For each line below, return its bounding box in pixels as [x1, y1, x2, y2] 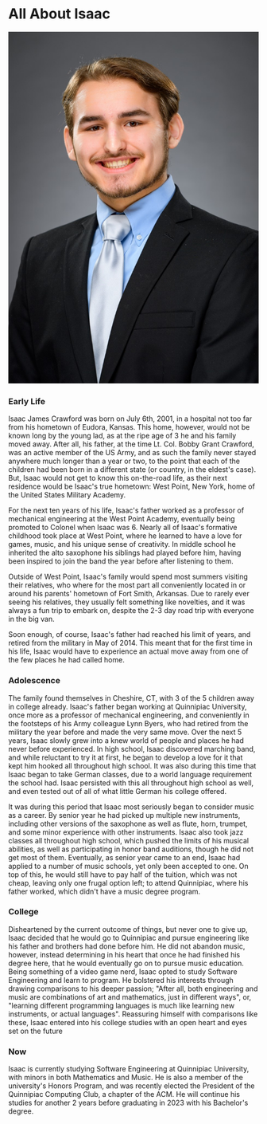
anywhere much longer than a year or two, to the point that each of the [8, 456, 241, 466]
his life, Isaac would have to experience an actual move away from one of [8, 646, 249, 656]
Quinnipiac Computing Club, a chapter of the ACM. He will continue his [8, 1090, 241, 1099]
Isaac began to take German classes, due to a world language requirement [8, 769, 253, 779]
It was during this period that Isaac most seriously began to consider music [8, 802, 254, 812]
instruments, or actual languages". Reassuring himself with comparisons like [8, 1009, 258, 1019]
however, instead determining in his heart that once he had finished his [8, 949, 241, 959]
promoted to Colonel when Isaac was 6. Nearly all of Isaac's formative [8, 523, 238, 533]
